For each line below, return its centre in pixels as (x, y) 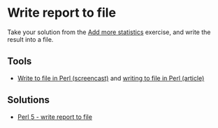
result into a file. (30, 39)
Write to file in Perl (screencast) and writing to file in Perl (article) (111, 78)
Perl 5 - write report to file (55, 117)
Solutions (29, 100)
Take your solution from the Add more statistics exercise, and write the (109, 32)
